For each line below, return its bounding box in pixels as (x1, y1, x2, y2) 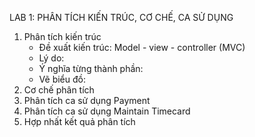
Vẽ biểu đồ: (38, 73, 86, 85)
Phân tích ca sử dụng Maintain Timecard (23, 105, 191, 117)
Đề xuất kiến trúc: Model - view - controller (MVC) (38, 42, 246, 53)
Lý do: (38, 52, 65, 64)
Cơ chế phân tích (23, 84, 95, 96)
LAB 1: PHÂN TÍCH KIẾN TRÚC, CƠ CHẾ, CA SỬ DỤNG (9, 12, 234, 23)
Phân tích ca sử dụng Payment (23, 95, 151, 106)
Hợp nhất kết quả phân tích (23, 116, 136, 127)
